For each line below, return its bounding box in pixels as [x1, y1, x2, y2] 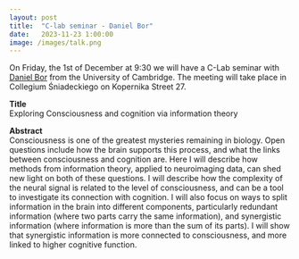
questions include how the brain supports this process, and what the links [9, 145, 281, 155]
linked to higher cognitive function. [9, 239, 137, 250]
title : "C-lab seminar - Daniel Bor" [9, 21, 154, 30]
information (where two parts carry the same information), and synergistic [9, 211, 282, 221]
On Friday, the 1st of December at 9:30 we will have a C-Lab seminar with [9, 63, 279, 73]
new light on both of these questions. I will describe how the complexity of [9, 173, 283, 184]
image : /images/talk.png [9, 38, 102, 47]
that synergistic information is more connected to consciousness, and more [9, 230, 287, 241]
